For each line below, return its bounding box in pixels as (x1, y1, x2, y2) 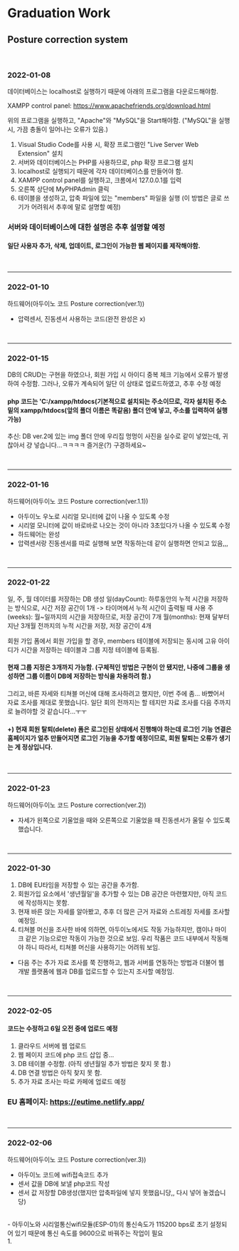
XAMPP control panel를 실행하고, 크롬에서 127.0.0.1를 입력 (17, 176, 182, 185)
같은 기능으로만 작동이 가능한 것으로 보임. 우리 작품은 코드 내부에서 (25, 933, 210, 943)
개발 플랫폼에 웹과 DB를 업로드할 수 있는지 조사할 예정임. (17, 967, 174, 976)
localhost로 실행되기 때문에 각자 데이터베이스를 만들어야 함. (17, 167, 184, 176)
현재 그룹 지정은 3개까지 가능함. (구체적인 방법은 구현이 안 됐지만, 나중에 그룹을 (7, 663, 223, 672)
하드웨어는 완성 (17, 530, 60, 538)
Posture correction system (7, 34, 128, 46)
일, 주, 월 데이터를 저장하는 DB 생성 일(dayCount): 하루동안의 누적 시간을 (7, 594, 210, 603)
